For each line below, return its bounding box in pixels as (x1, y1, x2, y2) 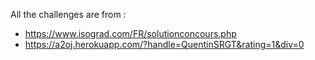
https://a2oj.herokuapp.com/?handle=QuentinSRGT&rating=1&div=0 (24, 39, 305, 50)
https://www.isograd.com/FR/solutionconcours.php (24, 28, 237, 39)
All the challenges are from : (10, 9, 127, 20)
